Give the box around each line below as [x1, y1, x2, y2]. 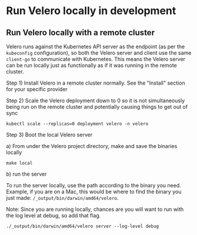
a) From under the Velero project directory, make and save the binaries [6, 143, 178, 149]
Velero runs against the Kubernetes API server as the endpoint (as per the [6, 43, 185, 50]
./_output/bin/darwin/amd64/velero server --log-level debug [6, 223, 159, 229]
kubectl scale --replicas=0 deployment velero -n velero [6, 121, 149, 127]
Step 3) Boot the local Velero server [6, 131, 93, 138]
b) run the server [6, 170, 47, 177]
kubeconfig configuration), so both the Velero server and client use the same [6, 49, 192, 56]
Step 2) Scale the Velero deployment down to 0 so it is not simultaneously [6, 97, 185, 104]
